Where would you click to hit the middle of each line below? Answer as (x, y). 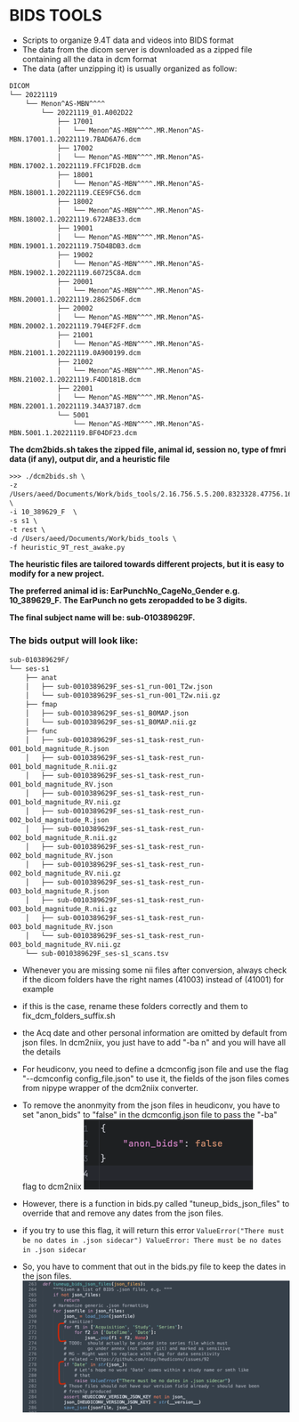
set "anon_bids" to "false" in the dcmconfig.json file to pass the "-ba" (149, 1115)
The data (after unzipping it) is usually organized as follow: (129, 69)
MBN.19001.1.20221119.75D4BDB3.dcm (75, 246)
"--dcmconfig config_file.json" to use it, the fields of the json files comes (156, 1079)
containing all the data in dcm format (89, 59)
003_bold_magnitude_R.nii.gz (63, 909)
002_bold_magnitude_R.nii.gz (63, 838)
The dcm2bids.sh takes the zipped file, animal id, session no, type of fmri (148, 449)
